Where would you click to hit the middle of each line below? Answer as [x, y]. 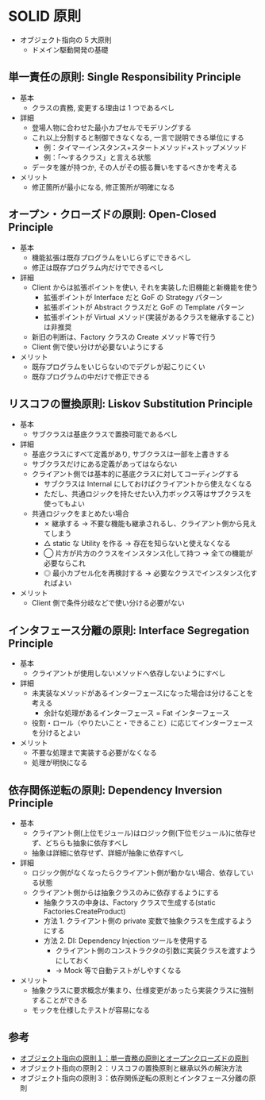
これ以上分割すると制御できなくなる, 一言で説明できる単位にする [138, 137]
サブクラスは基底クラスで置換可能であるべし [104, 434]
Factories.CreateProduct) [84, 911]
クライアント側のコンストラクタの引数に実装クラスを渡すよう [156, 950]
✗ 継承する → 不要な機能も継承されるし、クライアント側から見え [150, 524]
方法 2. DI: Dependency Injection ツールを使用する [125, 940]
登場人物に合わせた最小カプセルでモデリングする [111, 127]
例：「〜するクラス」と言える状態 [97, 157]
